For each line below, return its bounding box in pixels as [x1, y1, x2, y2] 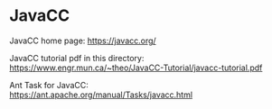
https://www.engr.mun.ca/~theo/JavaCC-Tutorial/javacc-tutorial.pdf [9, 62, 263, 73]
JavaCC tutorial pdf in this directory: [9, 52, 145, 63]
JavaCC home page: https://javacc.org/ [9, 35, 156, 46]
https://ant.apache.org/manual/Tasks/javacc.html [9, 89, 192, 100]
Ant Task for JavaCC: [9, 79, 89, 90]
